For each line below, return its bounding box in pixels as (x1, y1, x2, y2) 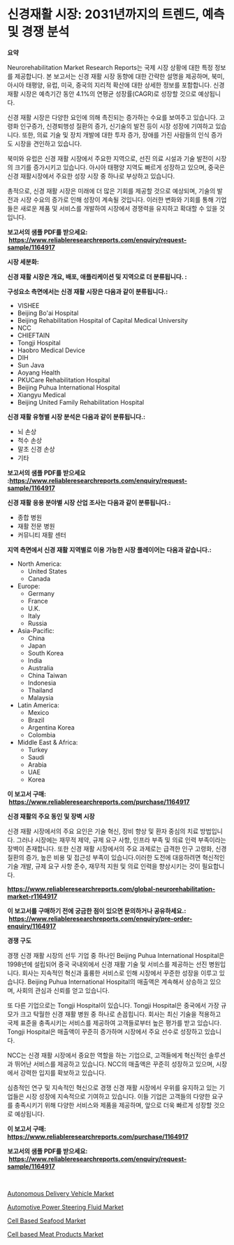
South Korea (27, 648, 64, 657)
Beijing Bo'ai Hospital (17, 309, 79, 317)
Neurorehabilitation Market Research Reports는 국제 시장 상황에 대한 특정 (7, 63, 213, 71)
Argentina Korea (27, 723, 75, 732)
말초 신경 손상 (17, 445, 55, 453)
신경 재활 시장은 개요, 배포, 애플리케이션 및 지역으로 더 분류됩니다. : (7, 272, 187, 281)
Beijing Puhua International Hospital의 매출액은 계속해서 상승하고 (27, 978, 208, 986)
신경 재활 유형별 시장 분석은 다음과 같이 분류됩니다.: (7, 412, 145, 421)
